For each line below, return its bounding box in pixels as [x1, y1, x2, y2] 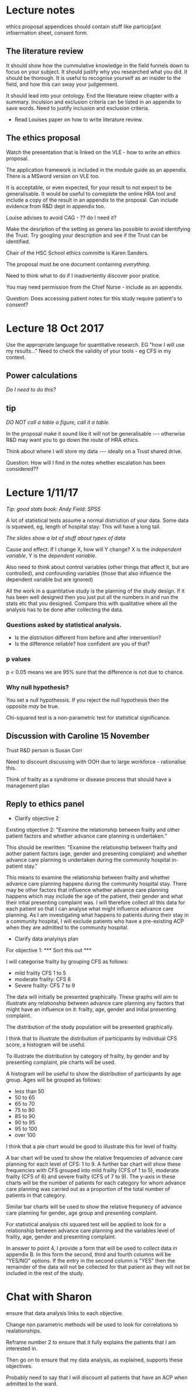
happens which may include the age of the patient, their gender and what [6, 892, 183, 899]
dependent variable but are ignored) [6, 576, 94, 583]
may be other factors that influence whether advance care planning [6, 886, 169, 894]
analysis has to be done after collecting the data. [6, 606, 124, 613]
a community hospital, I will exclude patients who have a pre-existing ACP [6, 918, 184, 925]
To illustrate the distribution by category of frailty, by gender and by [6, 1052, 170, 1059]
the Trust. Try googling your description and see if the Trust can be [6, 232, 168, 239]
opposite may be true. [6, 702, 60, 710]
